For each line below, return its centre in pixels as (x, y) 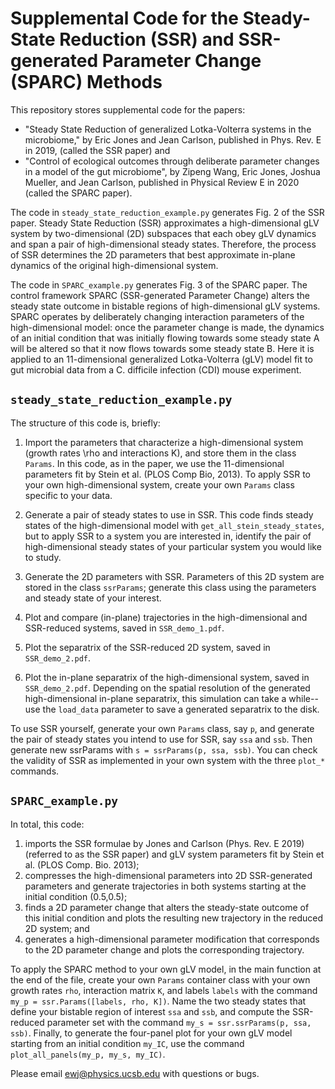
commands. (35, 771)
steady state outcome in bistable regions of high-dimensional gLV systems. (165, 306)
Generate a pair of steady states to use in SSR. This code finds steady (169, 514)
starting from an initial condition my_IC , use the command (127, 1043)
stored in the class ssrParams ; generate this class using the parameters (170, 587)
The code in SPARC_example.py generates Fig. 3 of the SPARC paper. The (159, 284)
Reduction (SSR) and (147, 39)
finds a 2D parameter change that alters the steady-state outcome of (167, 907)
